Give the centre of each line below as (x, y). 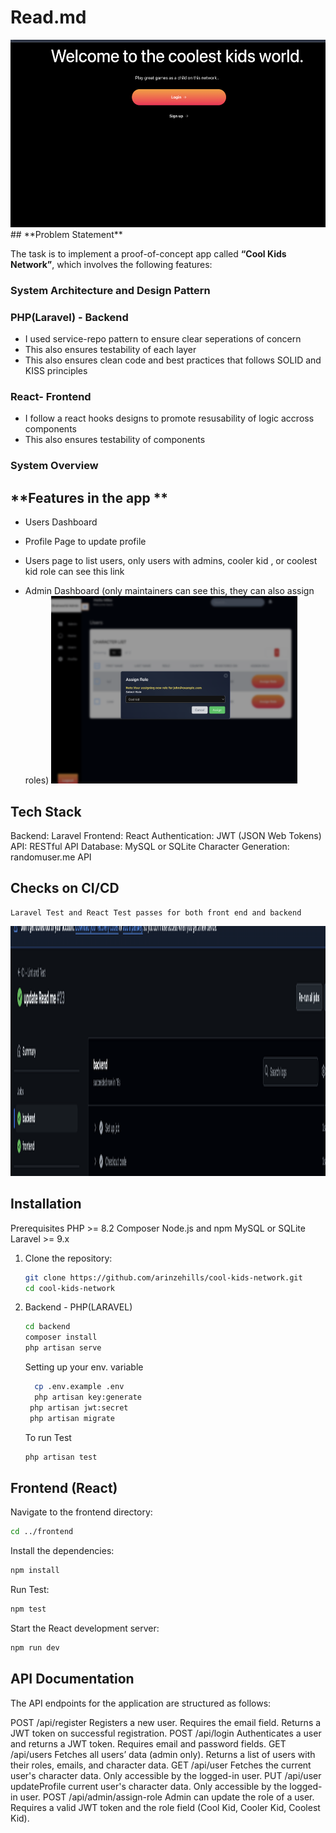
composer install (61, 1337)
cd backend (47, 1327)
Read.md (48, 17)
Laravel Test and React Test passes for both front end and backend (156, 912)
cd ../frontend (42, 1532)
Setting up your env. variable (84, 1367)
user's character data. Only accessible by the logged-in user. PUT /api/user (166, 1775)
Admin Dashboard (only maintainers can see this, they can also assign (169, 591)
